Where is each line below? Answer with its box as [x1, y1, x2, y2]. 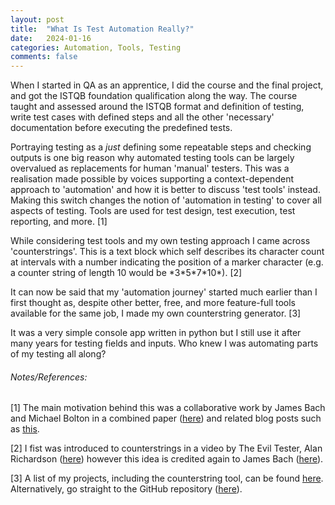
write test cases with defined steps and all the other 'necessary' [10, 111, 275, 123]
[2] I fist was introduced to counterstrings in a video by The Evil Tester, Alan [10, 442, 323, 455]
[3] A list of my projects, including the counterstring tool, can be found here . [10, 472, 324, 485]
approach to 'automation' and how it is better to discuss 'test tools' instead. [10, 184, 321, 196]
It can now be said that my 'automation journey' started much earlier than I [10, 286, 318, 298]
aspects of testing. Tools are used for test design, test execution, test [10, 205, 296, 217]
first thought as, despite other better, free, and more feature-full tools [10, 297, 296, 309]
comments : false [10, 52, 78, 62]
